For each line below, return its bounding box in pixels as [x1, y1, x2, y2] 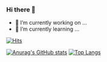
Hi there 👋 [6, 5, 36, 14]
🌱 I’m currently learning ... [15, 25, 80, 33]
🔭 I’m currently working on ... [15, 19, 87, 26]
